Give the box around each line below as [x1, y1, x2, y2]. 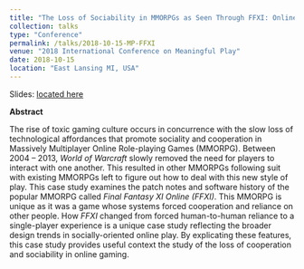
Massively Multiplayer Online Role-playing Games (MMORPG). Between [9, 142, 276, 154]
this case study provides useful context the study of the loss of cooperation [9, 239, 292, 250]
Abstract [9, 106, 43, 117]
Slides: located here [9, 88, 84, 100]
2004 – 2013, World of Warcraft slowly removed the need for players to [9, 152, 275, 163]
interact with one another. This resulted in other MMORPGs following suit [9, 162, 281, 173]
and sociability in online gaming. [9, 248, 129, 259]
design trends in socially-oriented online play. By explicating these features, [9, 229, 292, 240]
